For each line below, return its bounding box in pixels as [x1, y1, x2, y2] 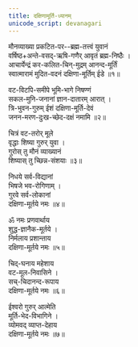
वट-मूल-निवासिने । [8, 267, 59, 277]
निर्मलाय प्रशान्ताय [8, 233, 51, 243]
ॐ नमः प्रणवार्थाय [8, 215, 51, 224]
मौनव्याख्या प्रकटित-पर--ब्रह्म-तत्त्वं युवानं [8, 41, 108, 51]
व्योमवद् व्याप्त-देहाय [8, 320, 58, 329]
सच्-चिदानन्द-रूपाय [8, 276, 59, 286]
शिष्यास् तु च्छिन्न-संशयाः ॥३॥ [8, 155, 83, 165]
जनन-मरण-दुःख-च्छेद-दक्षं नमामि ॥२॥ [8, 112, 107, 122]
